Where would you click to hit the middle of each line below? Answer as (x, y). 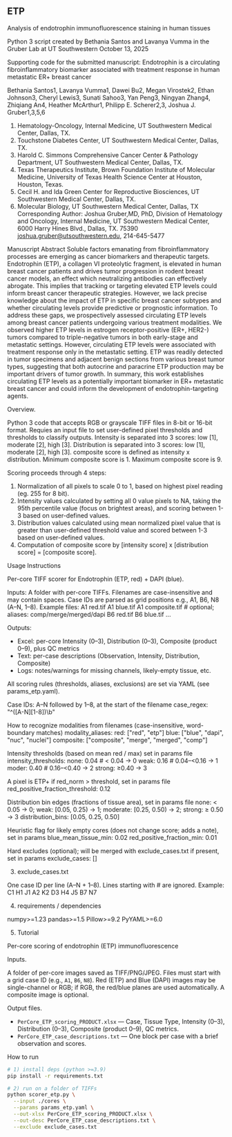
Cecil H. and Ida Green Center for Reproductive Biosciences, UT (108, 191)
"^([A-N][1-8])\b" (31, 711)
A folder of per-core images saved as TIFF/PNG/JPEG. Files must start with (114, 973)
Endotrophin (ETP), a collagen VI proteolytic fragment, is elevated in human (114, 264)
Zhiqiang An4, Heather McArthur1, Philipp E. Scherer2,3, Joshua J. (101, 105)
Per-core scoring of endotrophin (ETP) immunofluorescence (93, 946)
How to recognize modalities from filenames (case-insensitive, (96, 725)
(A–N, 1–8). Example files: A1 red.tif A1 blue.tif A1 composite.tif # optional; (111, 606)
